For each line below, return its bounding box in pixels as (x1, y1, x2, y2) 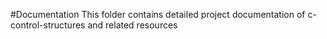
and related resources (87, 19, 178, 31)
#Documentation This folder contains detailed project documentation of (10, 9, 306, 20)
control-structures (10, 19, 86, 31)
